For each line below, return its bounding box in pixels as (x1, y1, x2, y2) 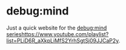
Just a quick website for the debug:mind (6, 24, 107, 31)
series (6, 30, 22, 37)
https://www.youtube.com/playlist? (21, 30, 109, 37)
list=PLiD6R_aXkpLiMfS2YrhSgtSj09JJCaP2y (6, 37, 119, 44)
